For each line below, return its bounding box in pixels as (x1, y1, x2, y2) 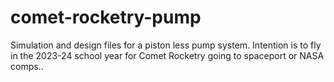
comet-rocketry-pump (10, 6, 202, 29)
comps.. (10, 60, 44, 72)
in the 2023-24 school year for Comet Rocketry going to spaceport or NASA (10, 49, 325, 61)
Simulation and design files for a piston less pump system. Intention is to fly (10, 39, 322, 51)
